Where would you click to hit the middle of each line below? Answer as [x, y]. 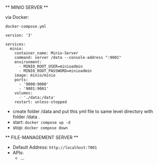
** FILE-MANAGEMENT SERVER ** [42, 137]
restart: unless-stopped [41, 102]
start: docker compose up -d [41, 122]
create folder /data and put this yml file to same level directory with [83, 111]
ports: [21, 80]
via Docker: [17, 17]
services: [16, 44]
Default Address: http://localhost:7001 [55, 147]
